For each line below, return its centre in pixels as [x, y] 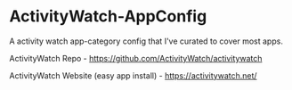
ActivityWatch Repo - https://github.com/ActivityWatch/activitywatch [136, 58]
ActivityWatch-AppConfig [108, 16]
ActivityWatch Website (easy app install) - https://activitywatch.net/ [133, 75]
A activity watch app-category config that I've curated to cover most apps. [146, 41]
